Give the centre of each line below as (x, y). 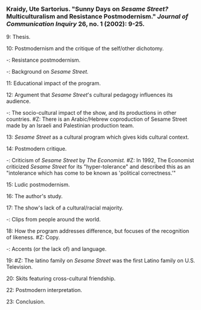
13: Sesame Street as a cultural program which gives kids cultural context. (97, 137)
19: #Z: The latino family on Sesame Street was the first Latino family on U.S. (101, 261)
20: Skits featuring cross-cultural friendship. (61, 279)
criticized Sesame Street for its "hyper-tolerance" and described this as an (98, 167)
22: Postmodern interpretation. (44, 290)
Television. (19, 267)
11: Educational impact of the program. (53, 83)
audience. (19, 101)
